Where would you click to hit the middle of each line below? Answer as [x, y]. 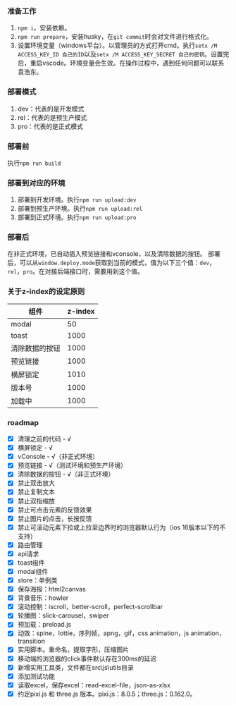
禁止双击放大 [36, 483]
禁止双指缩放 [36, 501]
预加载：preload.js [44, 625]
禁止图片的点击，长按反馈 [55, 518]
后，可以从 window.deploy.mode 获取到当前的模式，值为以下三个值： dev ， [112, 263]
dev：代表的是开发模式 [51, 109]
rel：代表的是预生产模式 [52, 117]
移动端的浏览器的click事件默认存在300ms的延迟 [87, 658]
